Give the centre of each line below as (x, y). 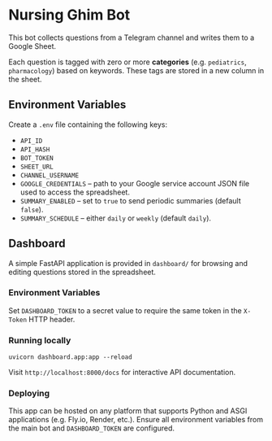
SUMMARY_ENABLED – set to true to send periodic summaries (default (130, 200)
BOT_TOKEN (37, 158)
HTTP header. (52, 319)
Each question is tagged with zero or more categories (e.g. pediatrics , (127, 62)
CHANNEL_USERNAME (50, 175)
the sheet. (25, 79)
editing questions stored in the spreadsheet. (82, 272)
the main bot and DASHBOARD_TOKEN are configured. (92, 428)
